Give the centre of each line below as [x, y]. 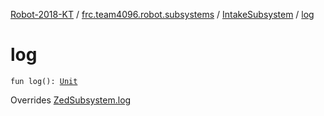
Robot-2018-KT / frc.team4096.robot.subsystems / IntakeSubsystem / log [162, 14]
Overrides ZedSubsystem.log [71, 100]
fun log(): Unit [44, 81]
